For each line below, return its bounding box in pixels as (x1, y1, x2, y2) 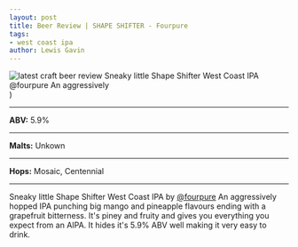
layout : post (9, 12, 58, 22)
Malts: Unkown (9, 140, 66, 151)
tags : (9, 29, 29, 38)
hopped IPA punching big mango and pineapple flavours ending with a (9, 201, 266, 211)
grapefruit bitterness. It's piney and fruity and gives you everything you (9, 211, 270, 221)
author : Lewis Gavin (9, 46, 86, 55)
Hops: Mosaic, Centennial (9, 166, 105, 177)
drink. (9, 229, 31, 240)
